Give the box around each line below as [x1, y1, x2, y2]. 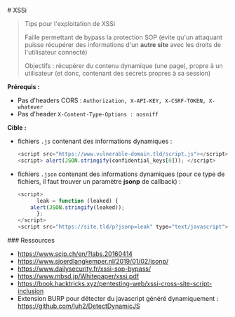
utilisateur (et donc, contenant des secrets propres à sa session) [24, 69, 211, 77]
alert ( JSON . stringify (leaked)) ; [30, 203, 125, 211]
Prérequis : [7, 83, 40, 90]
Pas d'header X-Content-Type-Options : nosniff [17, 110, 159, 118]
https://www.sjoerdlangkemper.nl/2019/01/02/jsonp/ [17, 257, 169, 265]
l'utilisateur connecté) [24, 48, 88, 56]
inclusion [17, 287, 44, 295]
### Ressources [7, 236, 55, 244]
